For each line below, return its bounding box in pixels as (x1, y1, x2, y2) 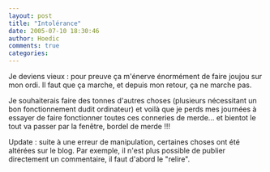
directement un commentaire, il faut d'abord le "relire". (8, 154, 191, 164)
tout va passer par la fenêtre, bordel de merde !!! (8, 122, 170, 131)
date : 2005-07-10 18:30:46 (8, 27, 100, 35)
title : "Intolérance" (8, 19, 82, 27)
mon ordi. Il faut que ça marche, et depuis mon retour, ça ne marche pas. (8, 80, 252, 90)
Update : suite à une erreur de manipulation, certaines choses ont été (8, 137, 241, 146)
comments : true (8, 42, 60, 50)
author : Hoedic (8, 34, 60, 43)
